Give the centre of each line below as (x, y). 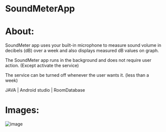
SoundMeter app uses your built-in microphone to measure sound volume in (83, 45)
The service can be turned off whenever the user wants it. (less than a (77, 75)
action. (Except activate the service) (42, 66)
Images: (22, 110)
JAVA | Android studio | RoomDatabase (45, 90)
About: (20, 32)
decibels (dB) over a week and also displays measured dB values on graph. (82, 51)
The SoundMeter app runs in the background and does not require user (78, 60)
